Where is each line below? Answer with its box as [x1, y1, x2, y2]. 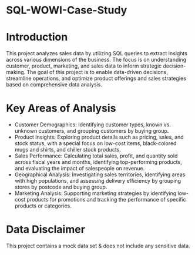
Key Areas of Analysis [6, 102, 116, 115]
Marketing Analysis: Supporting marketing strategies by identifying [14, 190, 177, 197]
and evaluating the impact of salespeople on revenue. [14, 165, 145, 172]
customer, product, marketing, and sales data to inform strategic [6, 62, 162, 69]
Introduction [6, 31, 68, 44]
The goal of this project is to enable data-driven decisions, [26, 69, 169, 76]
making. [6, 69, 26, 76]
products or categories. [14, 202, 72, 209]
